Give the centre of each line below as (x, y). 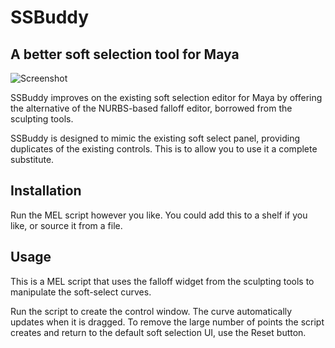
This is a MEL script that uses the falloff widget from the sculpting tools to (162, 281)
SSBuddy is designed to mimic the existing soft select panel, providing (155, 138)
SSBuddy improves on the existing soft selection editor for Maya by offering (166, 97)
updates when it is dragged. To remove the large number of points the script (167, 322)
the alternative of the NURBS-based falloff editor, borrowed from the (151, 108)
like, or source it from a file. (66, 225)
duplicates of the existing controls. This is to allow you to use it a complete (164, 149)
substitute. (32, 159)
